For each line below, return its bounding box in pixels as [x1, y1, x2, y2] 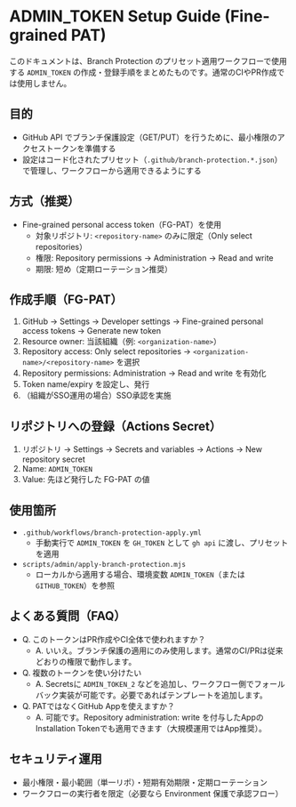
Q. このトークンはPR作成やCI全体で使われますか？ [21, 633, 206, 644]
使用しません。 [16, 77, 72, 88]
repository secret [21, 454, 86, 464]
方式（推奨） [9, 194, 80, 209]
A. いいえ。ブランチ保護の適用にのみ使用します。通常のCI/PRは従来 [35, 645, 284, 656]
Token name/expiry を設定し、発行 [21, 379, 150, 390]
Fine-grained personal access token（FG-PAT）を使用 [21, 219, 222, 230]
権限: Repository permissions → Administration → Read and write [35, 252, 274, 263]
